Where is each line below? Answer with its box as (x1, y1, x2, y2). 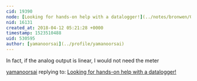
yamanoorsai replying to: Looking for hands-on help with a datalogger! (6, 68, 177, 75)
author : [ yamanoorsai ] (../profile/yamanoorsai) (6, 41, 125, 47)
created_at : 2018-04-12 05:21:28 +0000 (6, 24, 104, 31)
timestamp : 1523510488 (6, 30, 62, 36)
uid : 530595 (6, 36, 35, 41)
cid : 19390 (6, 8, 33, 15)
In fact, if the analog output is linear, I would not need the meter (6, 57, 159, 64)
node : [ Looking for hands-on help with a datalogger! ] (6, 14, 143, 20)
